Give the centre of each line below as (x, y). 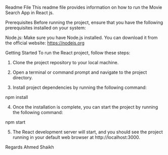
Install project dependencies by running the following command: (79, 87)
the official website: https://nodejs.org (45, 43)
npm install (17, 97)
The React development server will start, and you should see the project (88, 132)
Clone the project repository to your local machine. (66, 62)
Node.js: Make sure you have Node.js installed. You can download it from (81, 38)
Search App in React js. (30, 13)
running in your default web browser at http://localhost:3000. (76, 137)
